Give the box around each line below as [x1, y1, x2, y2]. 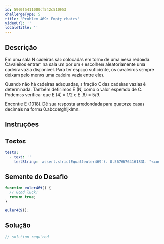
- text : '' [9, 155, 32, 160]
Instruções [5, 121, 39, 129]
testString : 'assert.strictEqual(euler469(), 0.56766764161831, [14, 159, 147, 164]
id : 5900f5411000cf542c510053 [5, 7, 67, 12]
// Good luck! [9, 190, 38, 195]
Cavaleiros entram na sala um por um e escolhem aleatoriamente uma [5, 61, 145, 67]
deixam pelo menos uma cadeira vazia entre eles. [5, 72, 105, 78]
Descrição [5, 43, 37, 52]
